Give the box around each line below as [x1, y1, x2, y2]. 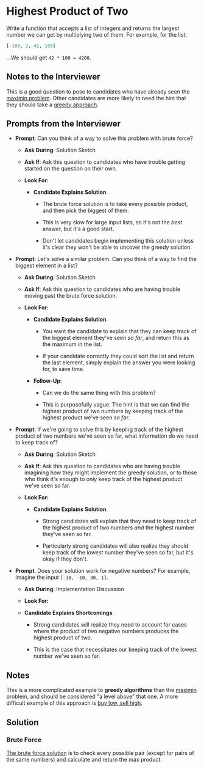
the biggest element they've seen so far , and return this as [42, 334, 190, 342]
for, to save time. [42, 366, 85, 373]
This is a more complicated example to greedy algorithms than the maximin [6, 686, 197, 694]
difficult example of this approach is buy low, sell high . [6, 699, 143, 707]
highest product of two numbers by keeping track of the [42, 408, 183, 415]
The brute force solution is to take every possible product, [42, 201, 188, 208]
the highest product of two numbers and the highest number [42, 524, 195, 531]
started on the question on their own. [24, 165, 118, 172]
